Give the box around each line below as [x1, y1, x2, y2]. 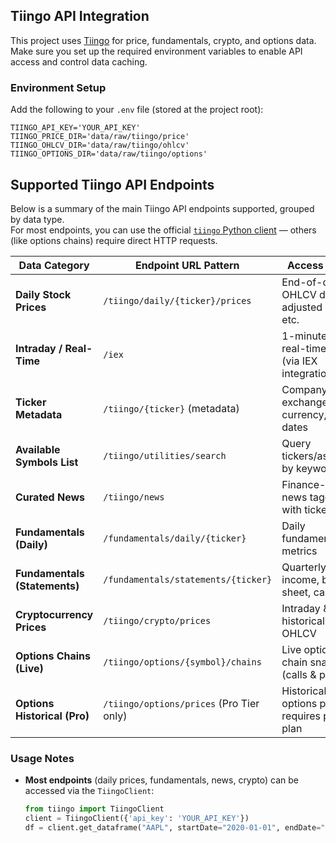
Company [281, 382, 328, 396]
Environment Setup [10, 80, 107, 94]
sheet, [281, 585, 312, 599]
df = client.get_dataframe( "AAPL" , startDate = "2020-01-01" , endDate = [24, 822, 322, 833]
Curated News [15, 490, 86, 504]
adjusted [281, 300, 323, 314]
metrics [281, 544, 318, 558]
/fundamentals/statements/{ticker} [103, 574, 273, 585]
